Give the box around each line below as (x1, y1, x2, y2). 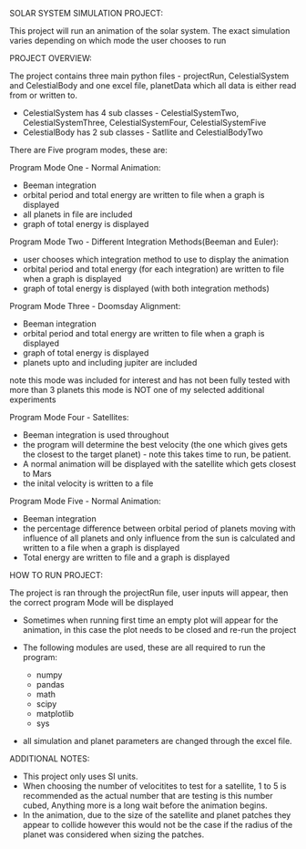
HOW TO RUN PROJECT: (9, 570, 103, 580)
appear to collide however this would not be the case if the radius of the (22, 820, 293, 830)
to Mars (22, 469, 52, 479)
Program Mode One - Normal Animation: (9, 162, 161, 172)
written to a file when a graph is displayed (22, 543, 180, 553)
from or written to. (9, 90, 77, 100)
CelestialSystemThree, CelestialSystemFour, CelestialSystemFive (22, 118, 267, 128)
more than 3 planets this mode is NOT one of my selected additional (9, 385, 265, 395)
